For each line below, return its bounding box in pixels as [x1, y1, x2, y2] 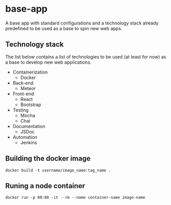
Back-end [12, 80, 34, 86]
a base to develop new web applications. [5, 59, 92, 65]
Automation [12, 134, 37, 140]
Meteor [20, 85, 36, 91]
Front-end [12, 90, 34, 97]
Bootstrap [20, 101, 41, 108]
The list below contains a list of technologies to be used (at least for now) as [5, 54, 166, 60]
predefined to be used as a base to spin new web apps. [5, 25, 123, 31]
